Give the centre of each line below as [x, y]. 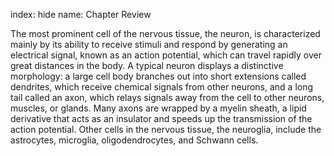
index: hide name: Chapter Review [81, 14]
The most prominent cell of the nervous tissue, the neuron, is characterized [165, 33]
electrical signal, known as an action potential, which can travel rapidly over [166, 55]
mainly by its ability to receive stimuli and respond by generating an [149, 44]
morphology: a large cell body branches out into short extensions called [158, 76]
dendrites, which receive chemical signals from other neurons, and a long [162, 87]
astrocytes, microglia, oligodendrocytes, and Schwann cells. [134, 140]
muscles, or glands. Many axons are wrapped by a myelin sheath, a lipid [158, 108]
